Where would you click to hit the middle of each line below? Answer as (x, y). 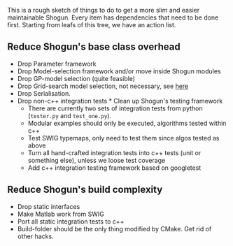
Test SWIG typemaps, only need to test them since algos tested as (123, 138)
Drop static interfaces (49, 206)
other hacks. (35, 236)
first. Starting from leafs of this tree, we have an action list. (92, 25)
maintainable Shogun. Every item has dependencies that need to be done (113, 17)
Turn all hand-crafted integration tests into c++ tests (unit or (114, 152)
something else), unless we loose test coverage (97, 160)
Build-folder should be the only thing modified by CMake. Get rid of (114, 229)
